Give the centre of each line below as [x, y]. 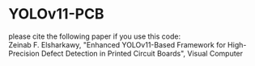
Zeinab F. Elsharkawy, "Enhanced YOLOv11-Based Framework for [117, 44]
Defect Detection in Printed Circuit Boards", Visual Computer [142, 53]
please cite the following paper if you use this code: [94, 36]
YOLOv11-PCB [56, 14]
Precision [24, 53]
